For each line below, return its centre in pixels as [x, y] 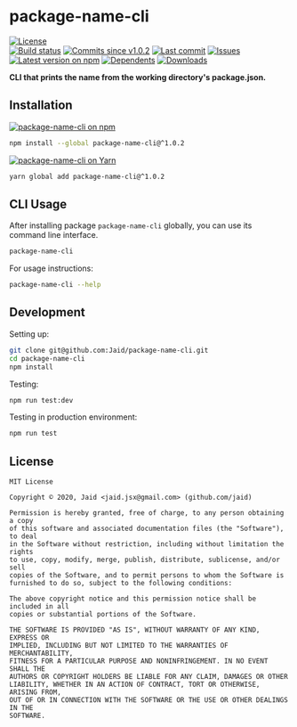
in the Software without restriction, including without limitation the [147, 544]
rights [21, 552]
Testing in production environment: [73, 417]
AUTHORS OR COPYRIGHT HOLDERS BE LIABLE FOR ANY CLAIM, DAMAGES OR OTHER [149, 677]
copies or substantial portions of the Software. [103, 615]
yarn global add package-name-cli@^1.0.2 [87, 176]
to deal [24, 536]
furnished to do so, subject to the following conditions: [121, 584]
